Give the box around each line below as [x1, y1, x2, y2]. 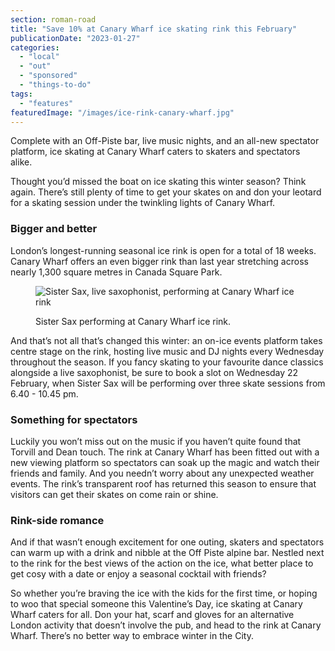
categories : [10, 42, 60, 53]
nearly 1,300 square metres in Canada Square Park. [10, 266, 223, 278]
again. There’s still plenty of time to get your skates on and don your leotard [10, 186, 322, 198]
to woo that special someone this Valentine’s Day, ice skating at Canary [10, 598, 303, 610]
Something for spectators [10, 412, 138, 426]
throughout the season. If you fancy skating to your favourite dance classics [10, 356, 324, 368]
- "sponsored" [19, 71, 78, 81]
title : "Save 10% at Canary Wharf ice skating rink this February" [10, 24, 298, 34]
